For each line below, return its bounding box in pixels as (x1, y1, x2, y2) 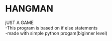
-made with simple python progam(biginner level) (5, 30, 108, 36)
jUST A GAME (5, 19, 34, 25)
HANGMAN (5, 3, 54, 14)
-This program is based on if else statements (5, 24, 98, 30)
